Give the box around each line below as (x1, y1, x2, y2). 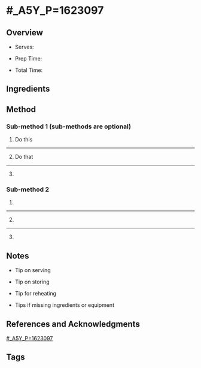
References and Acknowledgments (6, 319, 141, 329)
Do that (14, 153, 33, 161)
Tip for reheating (14, 290, 57, 297)
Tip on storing (14, 278, 50, 285)
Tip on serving (14, 267, 51, 274)
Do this (14, 136, 33, 143)
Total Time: (14, 67, 43, 74)
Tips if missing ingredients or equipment (14, 301, 115, 309)
